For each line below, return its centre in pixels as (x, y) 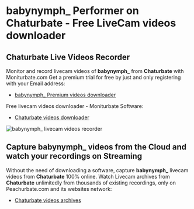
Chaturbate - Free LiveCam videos (91, 23)
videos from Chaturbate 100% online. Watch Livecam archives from (88, 176)
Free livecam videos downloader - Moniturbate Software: (75, 106)
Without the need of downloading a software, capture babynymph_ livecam (97, 170)
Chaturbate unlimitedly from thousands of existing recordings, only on (91, 183)
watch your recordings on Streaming (74, 156)
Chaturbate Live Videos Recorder (68, 57)
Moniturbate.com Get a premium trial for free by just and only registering (93, 77)
